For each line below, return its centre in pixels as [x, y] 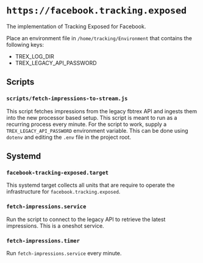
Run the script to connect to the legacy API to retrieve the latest [86, 219]
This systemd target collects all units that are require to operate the [91, 185]
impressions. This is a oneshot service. [55, 226]
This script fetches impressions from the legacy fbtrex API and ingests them [101, 111]
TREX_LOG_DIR [35, 56]
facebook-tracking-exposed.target [57, 173]
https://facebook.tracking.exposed [97, 11]
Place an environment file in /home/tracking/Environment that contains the [99, 38]
